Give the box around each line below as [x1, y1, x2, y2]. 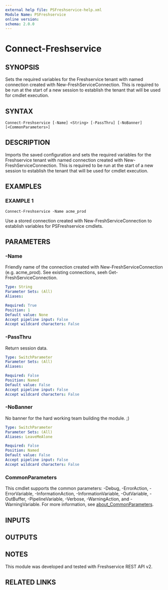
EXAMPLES [5, 182, 42, 191]
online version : [5, 17, 39, 22]
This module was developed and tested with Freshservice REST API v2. [5, 563, 153, 569]
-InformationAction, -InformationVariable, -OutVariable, [35, 491, 149, 497]
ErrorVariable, [5, 491, 34, 497]
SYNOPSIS [5, 63, 40, 71]
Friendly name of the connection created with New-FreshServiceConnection [5, 264, 163, 270]
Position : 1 [5, 307, 30, 312]
